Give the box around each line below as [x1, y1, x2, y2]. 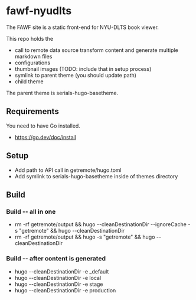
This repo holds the [6, 35, 54, 42]
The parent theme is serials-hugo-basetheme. [6, 89, 119, 96]
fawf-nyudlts [6, 4, 72, 18]
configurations [14, 59, 51, 66]
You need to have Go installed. [6, 122, 81, 129]
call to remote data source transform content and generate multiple [14, 46, 178, 54]
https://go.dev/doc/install [14, 133, 77, 141]
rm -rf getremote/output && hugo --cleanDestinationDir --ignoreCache [14, 221, 187, 228]
